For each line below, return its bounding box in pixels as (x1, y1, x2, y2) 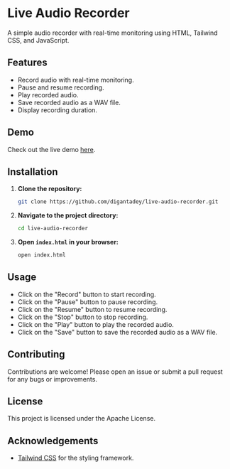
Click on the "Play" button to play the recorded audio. (17, 320, 174, 328)
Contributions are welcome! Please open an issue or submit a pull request (7, 367, 224, 376)
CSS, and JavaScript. (7, 36, 70, 44)
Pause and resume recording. (17, 83, 104, 92)
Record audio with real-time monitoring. (17, 75, 134, 84)
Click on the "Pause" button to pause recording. (17, 297, 158, 306)
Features (7, 57, 48, 69)
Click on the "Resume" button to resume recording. (17, 305, 168, 313)
